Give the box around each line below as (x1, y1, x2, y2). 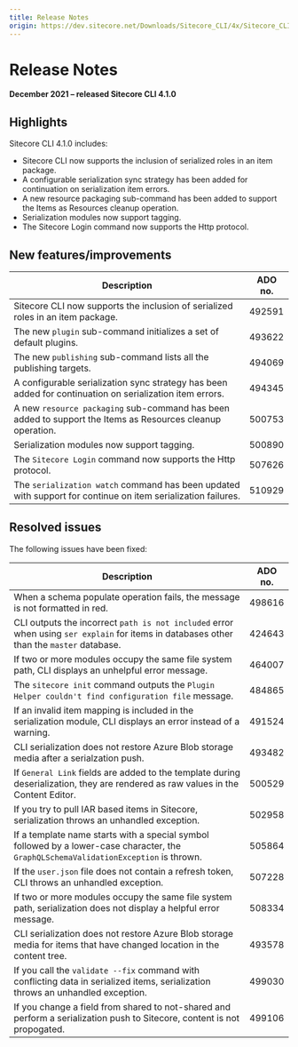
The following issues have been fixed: (9, 543, 148, 554)
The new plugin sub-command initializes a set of (13, 325, 219, 338)
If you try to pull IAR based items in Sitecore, (13, 803, 198, 815)
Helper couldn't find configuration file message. (13, 690, 234, 702)
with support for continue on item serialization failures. (13, 490, 241, 502)
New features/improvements (9, 247, 172, 262)
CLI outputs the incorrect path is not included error (13, 616, 234, 628)
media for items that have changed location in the (13, 939, 220, 951)
